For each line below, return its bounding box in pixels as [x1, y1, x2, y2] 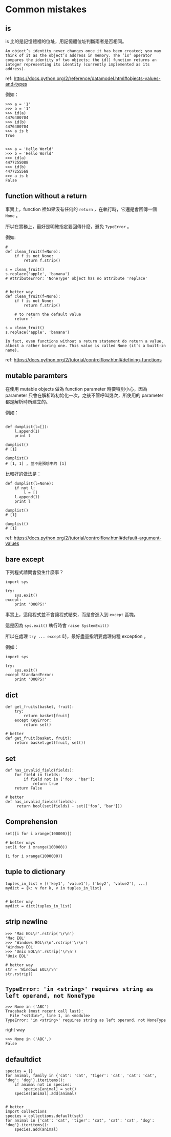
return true [32, 781, 58, 786]
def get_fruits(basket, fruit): [5, 704, 74, 709]
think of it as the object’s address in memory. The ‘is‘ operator [5, 53, 153, 58]
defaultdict [5, 1055, 41, 1064]
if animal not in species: [14, 1082, 72, 1087]
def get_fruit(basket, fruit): [5, 736, 72, 741]
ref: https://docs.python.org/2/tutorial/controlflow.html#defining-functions [5, 356, 162, 362]
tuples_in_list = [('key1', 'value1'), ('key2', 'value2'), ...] [5, 881, 147, 886]
